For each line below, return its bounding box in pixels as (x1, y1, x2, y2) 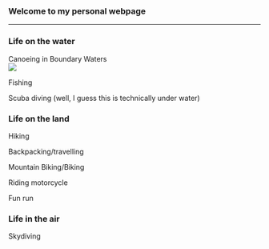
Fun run (8, 193, 34, 203)
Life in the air (8, 213, 60, 224)
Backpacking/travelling (8, 147, 84, 156)
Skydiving (8, 231, 42, 241)
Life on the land (8, 113, 70, 124)
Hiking (8, 131, 30, 141)
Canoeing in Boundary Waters (8, 54, 107, 63)
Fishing (8, 78, 33, 87)
